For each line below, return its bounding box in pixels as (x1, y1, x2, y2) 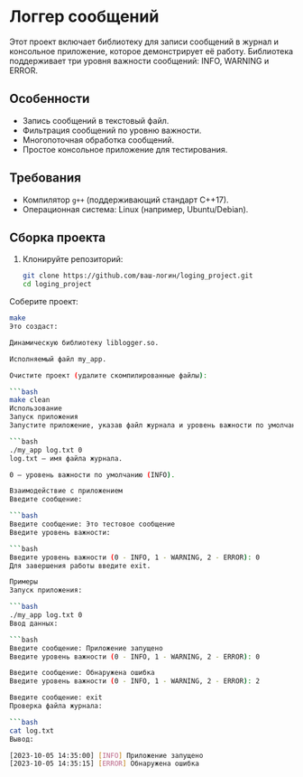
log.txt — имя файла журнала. (9, 454, 124, 463)
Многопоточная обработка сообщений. (22, 134, 175, 145)
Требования (9, 170, 81, 186)
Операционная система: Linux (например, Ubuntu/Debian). (22, 203, 249, 214)
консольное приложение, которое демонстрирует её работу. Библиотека (9, 45, 294, 56)
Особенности (9, 91, 90, 107)
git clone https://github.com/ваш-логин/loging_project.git (22, 271, 253, 281)
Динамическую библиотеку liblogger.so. (9, 338, 160, 347)
